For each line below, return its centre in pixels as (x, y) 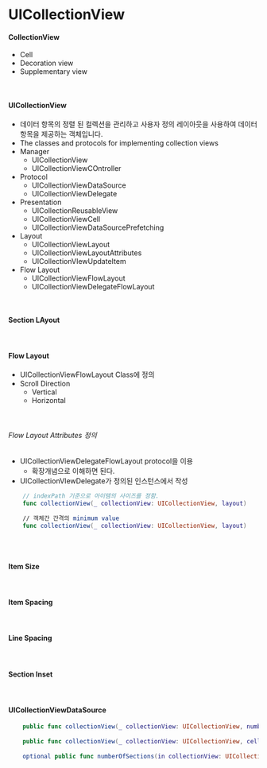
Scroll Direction (45, 384)
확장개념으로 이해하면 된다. (73, 471)
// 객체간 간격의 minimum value (71, 518)
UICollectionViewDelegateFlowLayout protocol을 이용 (106, 461)
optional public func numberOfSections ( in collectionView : (122, 756)
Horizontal (48, 400)
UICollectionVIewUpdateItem (79, 261)
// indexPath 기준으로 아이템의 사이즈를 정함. (91, 496)
